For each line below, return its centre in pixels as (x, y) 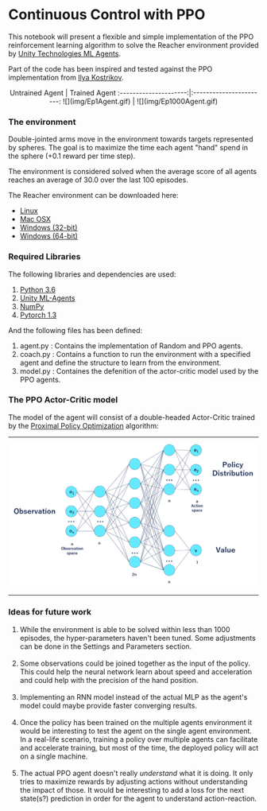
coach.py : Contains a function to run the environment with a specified (135, 354)
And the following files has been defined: (75, 330)
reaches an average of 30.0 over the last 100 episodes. (98, 180)
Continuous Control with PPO (107, 15)
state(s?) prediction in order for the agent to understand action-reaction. (138, 798)
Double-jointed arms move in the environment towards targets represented (131, 139)
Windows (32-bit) (48, 227)
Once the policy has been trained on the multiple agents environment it (136, 722)
